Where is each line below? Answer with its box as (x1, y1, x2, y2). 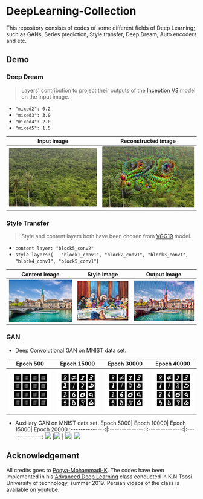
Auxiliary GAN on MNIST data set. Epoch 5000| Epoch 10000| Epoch (14, 419, 186, 427)
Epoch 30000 (108, 360, 143, 367)
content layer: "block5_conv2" (14, 246, 94, 252)
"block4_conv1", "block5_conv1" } (14, 257, 99, 264)
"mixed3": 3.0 (14, 112, 51, 119)
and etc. (6, 37, 27, 44)
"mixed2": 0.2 (14, 106, 51, 112)
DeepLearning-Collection (6, 4, 137, 18)
